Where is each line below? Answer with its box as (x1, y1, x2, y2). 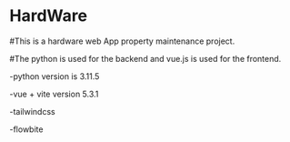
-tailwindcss (9, 106, 56, 117)
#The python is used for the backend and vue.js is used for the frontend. (9, 53, 282, 64)
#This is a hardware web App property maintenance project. (9, 35, 235, 46)
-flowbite (9, 124, 44, 135)
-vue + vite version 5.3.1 (9, 88, 99, 99)
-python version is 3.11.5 (9, 70, 100, 82)
